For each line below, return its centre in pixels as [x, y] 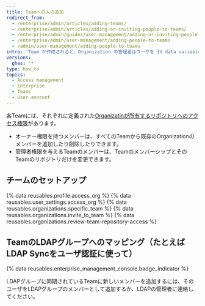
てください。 [22, 297]
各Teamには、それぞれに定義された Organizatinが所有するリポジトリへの [97, 115]
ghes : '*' [24, 63]
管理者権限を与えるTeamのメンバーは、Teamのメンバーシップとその [101, 151]
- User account [31, 97]
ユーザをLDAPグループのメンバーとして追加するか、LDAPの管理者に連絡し [100, 289]
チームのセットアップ [46, 180]
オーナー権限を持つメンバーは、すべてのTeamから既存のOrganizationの [105, 136]
